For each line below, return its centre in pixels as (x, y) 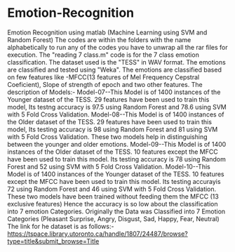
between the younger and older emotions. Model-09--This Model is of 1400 (117, 144)
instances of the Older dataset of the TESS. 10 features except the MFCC (113, 152)
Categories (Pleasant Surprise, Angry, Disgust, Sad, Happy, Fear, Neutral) (113, 218)
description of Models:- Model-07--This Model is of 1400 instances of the (114, 92)
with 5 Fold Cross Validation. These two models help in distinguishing (108, 137)
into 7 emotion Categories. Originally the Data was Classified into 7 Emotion (116, 211)
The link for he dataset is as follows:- (61, 226)
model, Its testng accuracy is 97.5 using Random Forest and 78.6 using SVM (117, 107)
